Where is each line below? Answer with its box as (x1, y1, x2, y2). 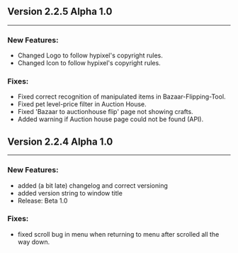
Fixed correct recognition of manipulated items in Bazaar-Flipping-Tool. (17, 92, 226, 101)
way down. (17, 237, 50, 246)
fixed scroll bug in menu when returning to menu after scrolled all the (17, 230, 220, 238)
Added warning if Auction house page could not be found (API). (17, 115, 204, 123)
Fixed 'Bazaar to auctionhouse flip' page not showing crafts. (17, 108, 193, 116)
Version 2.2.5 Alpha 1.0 (7, 6, 113, 18)
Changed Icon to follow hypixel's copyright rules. (17, 59, 161, 67)
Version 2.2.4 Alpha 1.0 (7, 135, 113, 147)
